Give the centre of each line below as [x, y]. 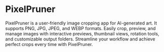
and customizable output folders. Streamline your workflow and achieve [80, 39]
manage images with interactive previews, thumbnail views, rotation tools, [82, 33]
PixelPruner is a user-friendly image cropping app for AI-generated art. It [81, 23]
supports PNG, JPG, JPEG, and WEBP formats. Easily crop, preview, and [80, 28]
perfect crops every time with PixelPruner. [49, 44]
